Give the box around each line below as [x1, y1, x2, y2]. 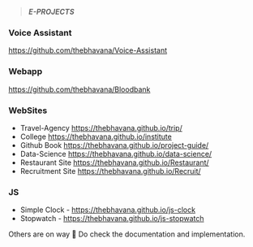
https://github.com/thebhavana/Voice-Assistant [8, 45, 168, 55]
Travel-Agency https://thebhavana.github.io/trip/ [19, 123, 182, 132]
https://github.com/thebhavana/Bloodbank [8, 84, 151, 94]
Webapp [8, 66, 43, 77]
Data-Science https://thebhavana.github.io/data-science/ [19, 149, 212, 158]
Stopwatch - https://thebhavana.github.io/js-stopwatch [19, 214, 204, 223]
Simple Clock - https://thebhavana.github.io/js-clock [19, 205, 196, 214]
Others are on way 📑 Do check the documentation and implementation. [8, 229, 246, 239]
